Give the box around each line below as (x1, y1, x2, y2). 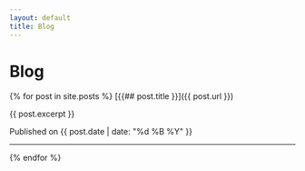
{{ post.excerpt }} (9, 108, 75, 119)
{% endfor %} (9, 152, 62, 164)
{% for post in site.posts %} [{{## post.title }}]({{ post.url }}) (9, 91, 234, 102)
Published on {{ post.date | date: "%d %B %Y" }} (9, 126, 193, 137)
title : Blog (9, 22, 54, 31)
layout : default (9, 13, 71, 23)
